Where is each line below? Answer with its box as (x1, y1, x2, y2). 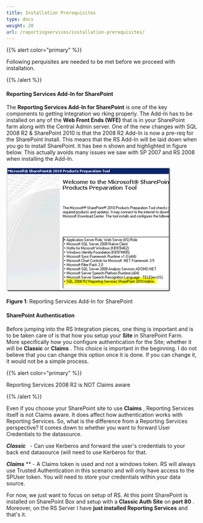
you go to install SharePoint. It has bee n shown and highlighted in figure (6, 143, 187, 150)
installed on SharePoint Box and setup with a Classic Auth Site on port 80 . (6, 498, 195, 505)
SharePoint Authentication (6, 312, 75, 319)
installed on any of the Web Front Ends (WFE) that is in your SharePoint (6, 116, 185, 124)
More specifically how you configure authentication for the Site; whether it (6, 338, 192, 345)
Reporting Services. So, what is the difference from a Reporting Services (6, 417, 188, 425)
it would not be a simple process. (6, 357, 89, 365)
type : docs (6, 16, 34, 22)
